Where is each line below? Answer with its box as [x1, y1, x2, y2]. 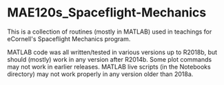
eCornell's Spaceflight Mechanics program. [7, 34, 131, 42]
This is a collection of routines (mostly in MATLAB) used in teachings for [7, 27, 212, 36]
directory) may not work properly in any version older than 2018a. [7, 70, 194, 78]
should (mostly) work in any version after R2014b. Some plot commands [7, 55, 212, 63]
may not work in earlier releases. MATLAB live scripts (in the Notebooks [7, 62, 212, 71]
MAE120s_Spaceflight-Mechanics [7, 5, 207, 21]
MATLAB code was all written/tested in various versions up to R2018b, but [7, 48, 218, 56]
